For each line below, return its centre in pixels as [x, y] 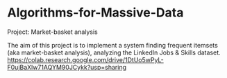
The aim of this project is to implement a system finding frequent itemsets [113, 45]
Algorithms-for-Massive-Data [95, 13]
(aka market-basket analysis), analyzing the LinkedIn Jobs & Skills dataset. [114, 52]
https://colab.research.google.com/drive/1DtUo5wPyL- [86, 59]
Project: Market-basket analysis [53, 32]
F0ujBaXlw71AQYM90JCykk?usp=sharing [67, 67]
